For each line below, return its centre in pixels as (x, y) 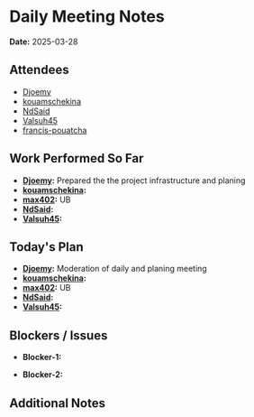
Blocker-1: (42, 357)
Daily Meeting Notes (87, 17)
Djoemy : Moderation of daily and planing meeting (114, 269)
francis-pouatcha (54, 130)
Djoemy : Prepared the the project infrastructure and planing (134, 180)
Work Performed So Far (77, 158)
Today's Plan (46, 247)
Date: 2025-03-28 (44, 42)
